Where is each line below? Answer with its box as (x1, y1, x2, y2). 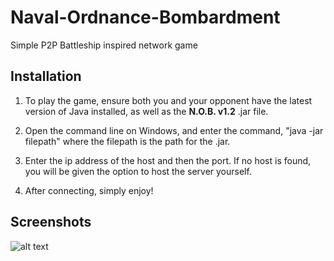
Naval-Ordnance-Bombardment (10, 6, 281, 29)
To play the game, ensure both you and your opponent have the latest (24, 94, 313, 106)
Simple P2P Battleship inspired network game (10, 39, 198, 51)
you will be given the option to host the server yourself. (24, 165, 252, 177)
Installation (10, 68, 82, 85)
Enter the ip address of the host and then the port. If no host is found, (24, 154, 312, 166)
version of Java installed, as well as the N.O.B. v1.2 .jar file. (24, 105, 269, 117)
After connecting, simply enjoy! (24, 184, 154, 196)
